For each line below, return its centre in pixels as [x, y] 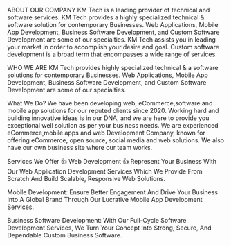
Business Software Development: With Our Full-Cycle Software [97, 220]
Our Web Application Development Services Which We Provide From [105, 171]
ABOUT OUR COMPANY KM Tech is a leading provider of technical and [109, 10]
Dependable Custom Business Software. [65, 235]
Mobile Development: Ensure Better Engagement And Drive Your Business [112, 192]
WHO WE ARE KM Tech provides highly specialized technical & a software [113, 68]
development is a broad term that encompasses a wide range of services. [112, 54]
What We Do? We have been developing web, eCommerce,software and [110, 103]
